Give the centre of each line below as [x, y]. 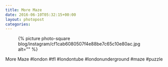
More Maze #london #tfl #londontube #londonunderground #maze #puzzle [84, 59]
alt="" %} [28, 49]
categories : [18, 24]
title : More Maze [24, 10]
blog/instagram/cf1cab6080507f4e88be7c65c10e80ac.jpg [79, 44]
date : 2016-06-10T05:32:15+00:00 [41, 15]
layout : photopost [25, 19]
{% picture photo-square [44, 39]
